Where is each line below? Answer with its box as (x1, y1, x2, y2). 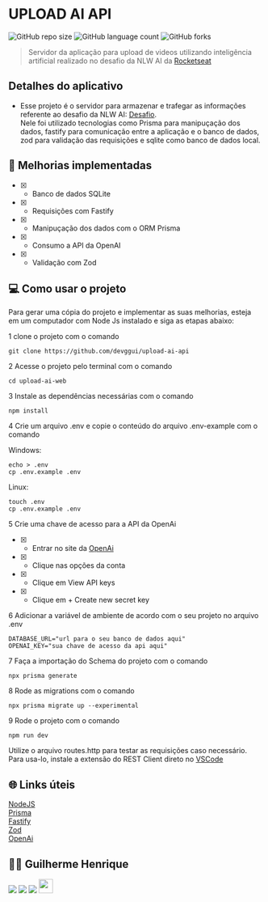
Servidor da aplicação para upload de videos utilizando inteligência (27, 47, 253, 57)
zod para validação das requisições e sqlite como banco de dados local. (19, 135, 261, 145)
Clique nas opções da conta (31, 561, 126, 570)
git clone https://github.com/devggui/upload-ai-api (8, 347, 190, 356)
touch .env (8, 498, 45, 506)
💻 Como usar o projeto (8, 282, 127, 295)
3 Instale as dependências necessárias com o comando (8, 392, 194, 401)
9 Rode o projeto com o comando (8, 716, 119, 726)
